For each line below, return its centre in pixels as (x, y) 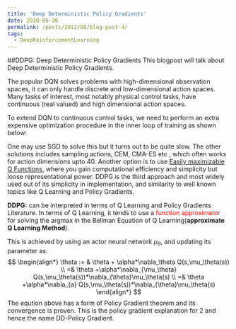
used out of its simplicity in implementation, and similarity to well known (112, 184)
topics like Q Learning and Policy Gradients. (71, 192)
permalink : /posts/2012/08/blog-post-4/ (68, 27)
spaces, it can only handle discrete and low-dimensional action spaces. (111, 89)
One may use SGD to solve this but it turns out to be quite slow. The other (114, 146)
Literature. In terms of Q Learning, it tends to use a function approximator (114, 213)
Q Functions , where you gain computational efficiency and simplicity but (112, 169)
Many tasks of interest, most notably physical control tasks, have (102, 97)
